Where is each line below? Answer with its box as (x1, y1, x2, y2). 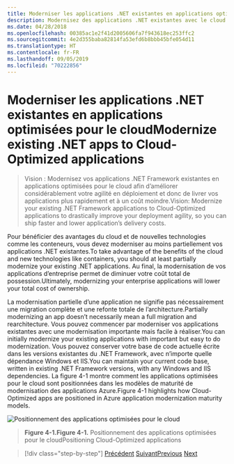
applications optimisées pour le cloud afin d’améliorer (24, 182, 178, 190)
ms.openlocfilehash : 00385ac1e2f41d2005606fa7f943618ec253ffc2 (7, 29, 195, 37)
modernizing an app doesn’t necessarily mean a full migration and (7, 312, 197, 320)
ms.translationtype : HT (7, 42, 77, 49)
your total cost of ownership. (7, 284, 90, 293)
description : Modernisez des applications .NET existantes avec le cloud (7, 17, 226, 24)
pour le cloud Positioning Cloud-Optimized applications (24, 435, 182, 444)
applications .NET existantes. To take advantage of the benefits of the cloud (7, 247, 224, 255)
